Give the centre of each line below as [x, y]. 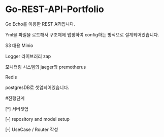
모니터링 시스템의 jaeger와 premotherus [46, 67]
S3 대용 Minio [19, 45]
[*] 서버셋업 [17, 109]
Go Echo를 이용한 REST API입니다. [40, 24]
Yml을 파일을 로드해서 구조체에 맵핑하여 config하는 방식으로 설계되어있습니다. [82, 34]
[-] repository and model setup [38, 119]
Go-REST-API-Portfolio [55, 9]
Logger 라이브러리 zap [28, 56]
